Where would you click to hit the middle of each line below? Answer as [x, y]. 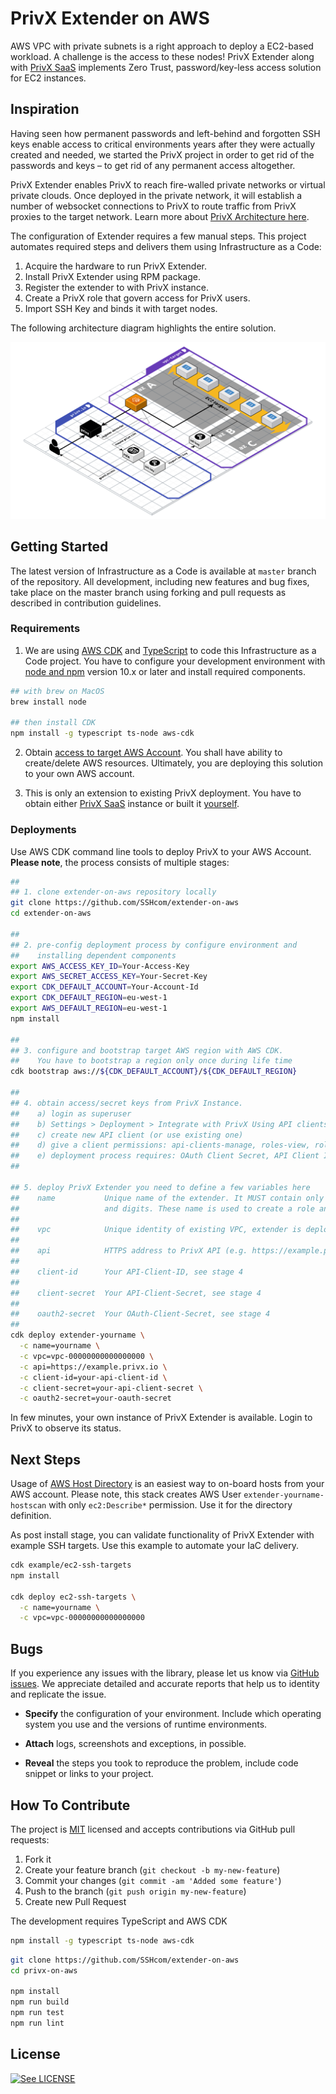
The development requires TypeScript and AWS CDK [119, 1921]
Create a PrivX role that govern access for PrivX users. [137, 298]
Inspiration [45, 109]
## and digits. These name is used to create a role [162, 1208]
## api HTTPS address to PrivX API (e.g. [129, 1251]
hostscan [28, 1506]
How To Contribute [70, 1805]
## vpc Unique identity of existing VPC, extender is [156, 1230]
